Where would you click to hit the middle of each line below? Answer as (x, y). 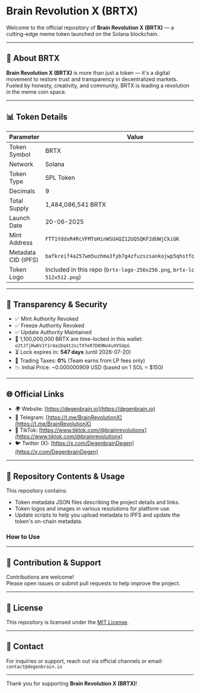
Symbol (20, 154)
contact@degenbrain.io (34, 667)
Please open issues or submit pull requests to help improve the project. (93, 584)
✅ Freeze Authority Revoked (49, 326)
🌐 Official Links (35, 394)
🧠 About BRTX (33, 58)
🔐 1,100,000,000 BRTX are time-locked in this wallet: (79, 339)
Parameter (24, 137)
